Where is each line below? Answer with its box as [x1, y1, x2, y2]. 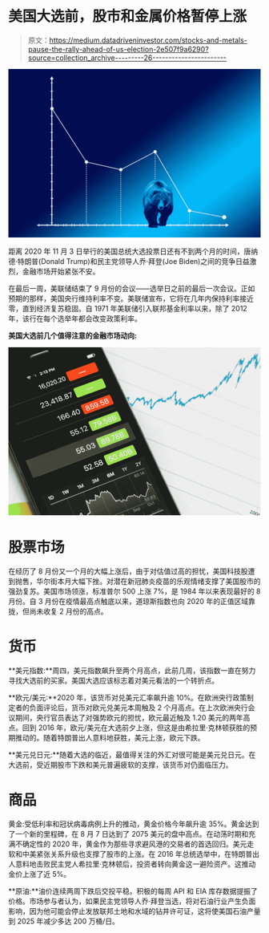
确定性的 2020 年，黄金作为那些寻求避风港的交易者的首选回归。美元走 [22, 839, 255, 849]
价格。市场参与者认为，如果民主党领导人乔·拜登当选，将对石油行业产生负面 [8, 896, 256, 907]
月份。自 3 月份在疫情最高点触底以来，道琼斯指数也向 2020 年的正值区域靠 [8, 597, 256, 606]
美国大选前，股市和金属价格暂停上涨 [8, 7, 247, 26]
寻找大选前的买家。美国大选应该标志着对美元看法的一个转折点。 [8, 675, 219, 686]
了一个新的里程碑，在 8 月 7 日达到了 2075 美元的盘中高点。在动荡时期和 [8, 830, 249, 839]
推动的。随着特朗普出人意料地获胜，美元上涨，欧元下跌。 [14, 733, 205, 743]
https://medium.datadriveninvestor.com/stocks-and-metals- [49, 35, 248, 45]
